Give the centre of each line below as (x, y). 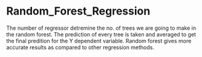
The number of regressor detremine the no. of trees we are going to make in (101, 28)
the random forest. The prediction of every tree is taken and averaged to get (101, 34)
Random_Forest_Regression (78, 11)
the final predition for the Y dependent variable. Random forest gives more (99, 41)
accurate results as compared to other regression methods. (80, 47)
